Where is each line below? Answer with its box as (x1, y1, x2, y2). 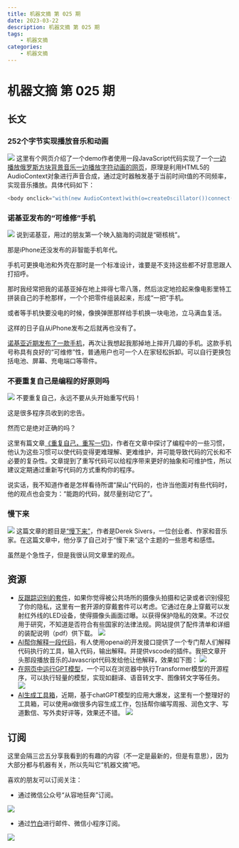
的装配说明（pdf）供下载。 (17, 629, 97, 638)
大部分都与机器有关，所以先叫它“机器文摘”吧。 (7, 761, 144, 769)
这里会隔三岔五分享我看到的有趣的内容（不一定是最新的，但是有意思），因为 (7, 751, 229, 761)
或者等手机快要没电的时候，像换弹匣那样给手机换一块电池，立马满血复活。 (7, 308, 225, 317)
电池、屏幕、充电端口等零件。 (13, 356, 101, 365)
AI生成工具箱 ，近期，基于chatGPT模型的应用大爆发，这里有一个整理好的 (17, 691, 230, 699)
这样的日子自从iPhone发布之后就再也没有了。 (7, 323, 140, 332)
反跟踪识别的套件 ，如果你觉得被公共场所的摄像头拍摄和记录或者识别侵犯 (17, 594, 230, 602)
